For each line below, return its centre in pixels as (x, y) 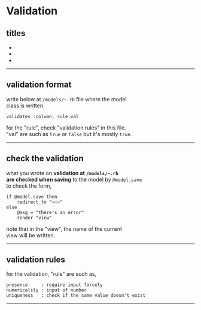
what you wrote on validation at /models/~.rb (62, 173)
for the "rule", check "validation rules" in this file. (66, 128)
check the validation (45, 159)
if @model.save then (32, 197)
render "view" (34, 218)
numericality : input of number (46, 290)
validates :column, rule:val (42, 116)
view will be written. (31, 235)
